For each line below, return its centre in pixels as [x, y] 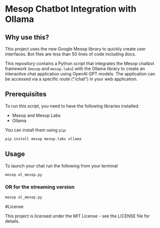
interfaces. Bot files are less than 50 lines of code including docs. [71, 54]
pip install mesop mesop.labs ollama [43, 139]
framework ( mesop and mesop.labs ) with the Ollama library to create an [75, 69]
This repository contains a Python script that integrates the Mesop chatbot [80, 63]
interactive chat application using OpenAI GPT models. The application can [80, 74]
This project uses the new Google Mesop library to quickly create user [75, 49]
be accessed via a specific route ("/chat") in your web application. [71, 79]
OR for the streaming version [40, 187]
